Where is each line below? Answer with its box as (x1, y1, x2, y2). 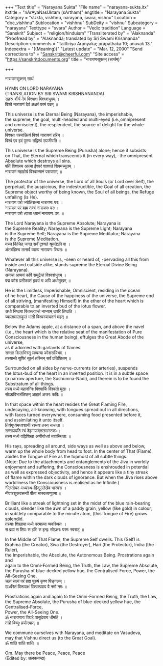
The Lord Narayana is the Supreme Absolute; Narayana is (5, 221, 121, 226)
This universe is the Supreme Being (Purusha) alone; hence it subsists (5, 147, 146, 153)
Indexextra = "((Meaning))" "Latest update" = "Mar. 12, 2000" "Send (5, 46, 143, 52)
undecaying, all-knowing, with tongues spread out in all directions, (5, 407, 140, 412)
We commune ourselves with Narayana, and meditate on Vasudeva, (5, 630, 141, 636)
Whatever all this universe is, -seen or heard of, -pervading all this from (5, 256, 149, 262)
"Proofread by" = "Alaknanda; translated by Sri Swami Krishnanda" (5, 35, 140, 41)
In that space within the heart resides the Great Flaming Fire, (5, 401, 127, 407)
